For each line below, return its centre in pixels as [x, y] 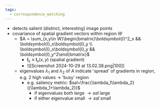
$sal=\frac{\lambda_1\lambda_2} [101, 83]
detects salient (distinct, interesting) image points [62, 28]
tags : [11, 10]
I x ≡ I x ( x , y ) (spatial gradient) [56, 60]
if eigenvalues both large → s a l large [72, 93]
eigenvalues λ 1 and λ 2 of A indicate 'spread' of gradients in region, [87, 72]
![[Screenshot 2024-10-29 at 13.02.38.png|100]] [76, 66]
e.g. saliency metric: [47, 83]
